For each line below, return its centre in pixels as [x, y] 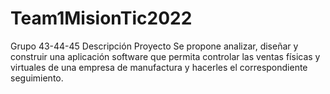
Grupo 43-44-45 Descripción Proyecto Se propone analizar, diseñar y [154, 46]
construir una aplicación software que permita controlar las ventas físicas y [165, 56]
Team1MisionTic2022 [101, 18]
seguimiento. [37, 78]
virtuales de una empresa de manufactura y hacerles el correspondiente [159, 67]
